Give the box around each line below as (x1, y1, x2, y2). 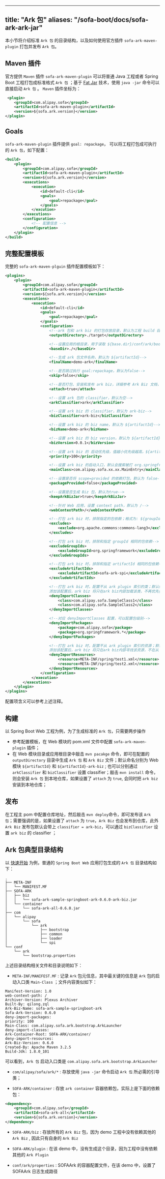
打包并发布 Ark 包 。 (19, 43, 59, 49)
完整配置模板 (5, 249, 44, 258)
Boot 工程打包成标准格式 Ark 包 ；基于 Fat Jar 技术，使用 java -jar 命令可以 (5, 79, 160, 85)
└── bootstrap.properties (23, 953, 76, 958)
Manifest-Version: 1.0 (5, 989, 52, 994)
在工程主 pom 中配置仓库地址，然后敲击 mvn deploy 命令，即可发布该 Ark (5, 811, 151, 817)
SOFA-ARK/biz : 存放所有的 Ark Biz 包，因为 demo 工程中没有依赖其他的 (12, 1129, 156, 1135)
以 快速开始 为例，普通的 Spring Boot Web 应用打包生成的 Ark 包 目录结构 (5, 859, 153, 866)
